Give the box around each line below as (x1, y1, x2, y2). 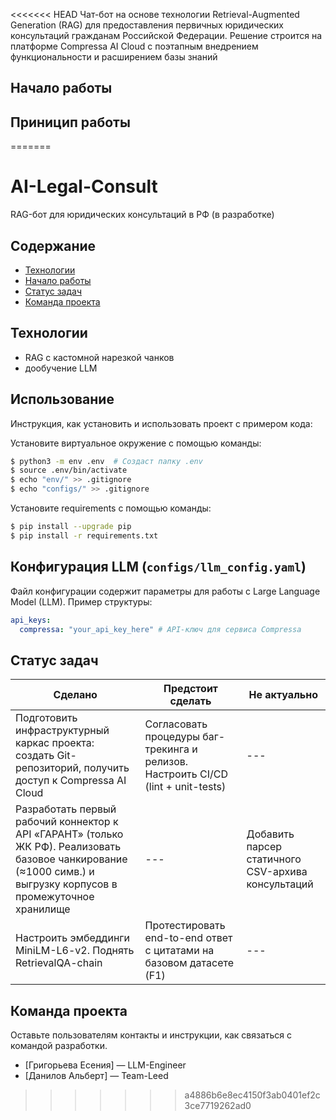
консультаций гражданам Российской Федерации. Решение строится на (10, 30, 323, 41)
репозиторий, (15, 761, 82, 775)
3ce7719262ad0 (184, 1100, 252, 1112)
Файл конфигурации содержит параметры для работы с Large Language (10, 585, 321, 597)
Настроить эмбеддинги (15, 931, 130, 945)
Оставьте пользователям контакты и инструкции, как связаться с (10, 1029, 293, 1041)
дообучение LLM (24, 362, 98, 374)
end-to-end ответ (144, 931, 233, 945)
